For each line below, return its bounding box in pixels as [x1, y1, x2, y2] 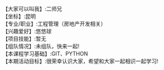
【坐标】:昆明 [2, 13, 37, 20]
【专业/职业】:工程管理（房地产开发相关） [2, 20, 106, 27]
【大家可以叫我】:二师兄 [2, 5, 62, 12]
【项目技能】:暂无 [2, 35, 47, 42]
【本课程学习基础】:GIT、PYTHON [2, 50, 88, 57]
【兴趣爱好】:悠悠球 [2, 28, 52, 35]
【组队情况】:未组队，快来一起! [2, 42, 80, 50]
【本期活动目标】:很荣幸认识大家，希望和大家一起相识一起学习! [2, 57, 159, 65]
